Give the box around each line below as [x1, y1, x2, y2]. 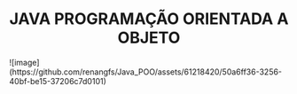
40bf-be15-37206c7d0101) [9, 75, 106, 86]
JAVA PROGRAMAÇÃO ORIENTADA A [9, 9, 289, 29]
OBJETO [117, 27, 181, 48]
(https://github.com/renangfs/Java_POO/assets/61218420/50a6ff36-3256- [9, 67, 282, 77]
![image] [9, 57, 40, 67]
